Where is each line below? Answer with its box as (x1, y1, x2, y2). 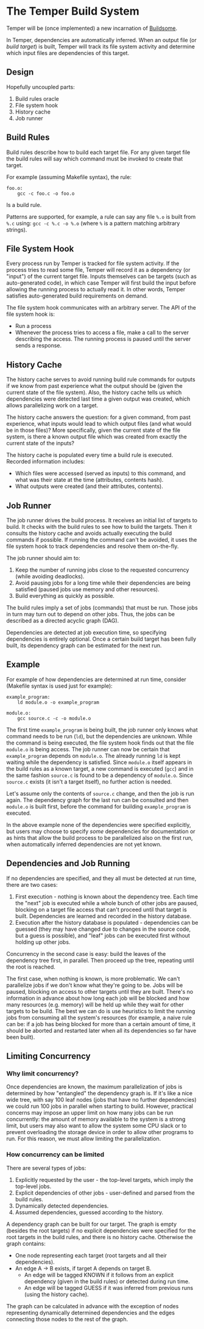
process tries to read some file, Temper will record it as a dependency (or (6, 266, 191, 274)
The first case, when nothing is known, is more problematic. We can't (6, 975, 180, 982)
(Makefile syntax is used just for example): (6, 682, 113, 690)
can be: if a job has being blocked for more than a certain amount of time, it (6, 1020, 196, 1027)
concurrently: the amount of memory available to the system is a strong (6, 1116, 186, 1123)
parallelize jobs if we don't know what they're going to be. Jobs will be (6, 981, 183, 989)
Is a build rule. (6, 201, 42, 208)
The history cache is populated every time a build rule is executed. (6, 451, 174, 459)
